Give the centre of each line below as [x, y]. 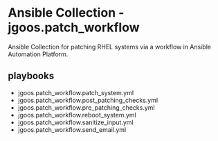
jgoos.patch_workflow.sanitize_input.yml [75, 122]
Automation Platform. [38, 54]
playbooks [31, 76]
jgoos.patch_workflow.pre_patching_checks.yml [86, 107]
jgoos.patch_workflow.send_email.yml [72, 129]
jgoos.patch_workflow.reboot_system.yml [77, 115]
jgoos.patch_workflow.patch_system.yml [76, 92]
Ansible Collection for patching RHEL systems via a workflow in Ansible [110, 47]
